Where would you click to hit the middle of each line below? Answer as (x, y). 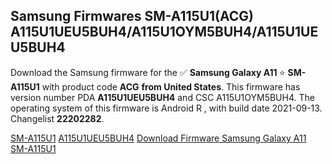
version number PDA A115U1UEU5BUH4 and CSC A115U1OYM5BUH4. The (162, 97)
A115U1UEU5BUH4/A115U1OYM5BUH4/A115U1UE (164, 32)
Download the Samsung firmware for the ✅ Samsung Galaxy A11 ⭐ (148, 72)
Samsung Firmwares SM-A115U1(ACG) (132, 16)
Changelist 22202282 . (57, 118)
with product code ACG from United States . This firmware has (171, 86)
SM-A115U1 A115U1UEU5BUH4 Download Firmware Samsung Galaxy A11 (158, 138)
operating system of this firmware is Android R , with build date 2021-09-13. (166, 108)
